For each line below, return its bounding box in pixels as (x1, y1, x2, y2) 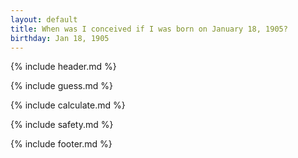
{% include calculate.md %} (10, 99, 126, 111)
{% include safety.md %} (10, 119, 114, 131)
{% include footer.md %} (10, 138, 113, 150)
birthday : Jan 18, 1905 (10, 33, 110, 43)
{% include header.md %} (10, 61, 117, 73)
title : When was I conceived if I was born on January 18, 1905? (10, 24, 288, 34)
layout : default (10, 14, 78, 25)
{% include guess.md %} (10, 80, 113, 92)
